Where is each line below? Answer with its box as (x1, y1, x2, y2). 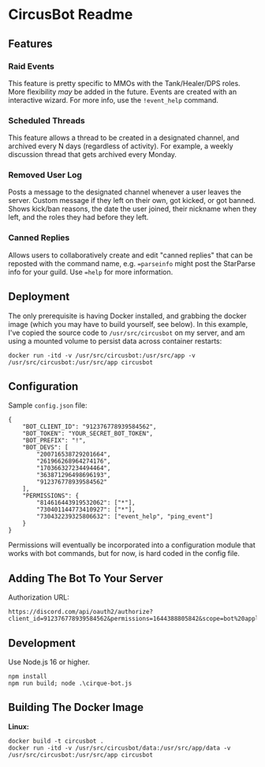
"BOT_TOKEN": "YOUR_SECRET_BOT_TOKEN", (22, 430, 154, 438)
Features (8, 37, 53, 51)
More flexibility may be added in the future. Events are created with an (8, 87, 237, 96)
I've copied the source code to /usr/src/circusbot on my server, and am (8, 328, 245, 337)
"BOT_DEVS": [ (22, 444, 69, 452)
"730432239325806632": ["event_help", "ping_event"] (36, 513, 214, 521)
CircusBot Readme (8, 6, 133, 24)
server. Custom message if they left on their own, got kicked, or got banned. (8, 196, 256, 205)
